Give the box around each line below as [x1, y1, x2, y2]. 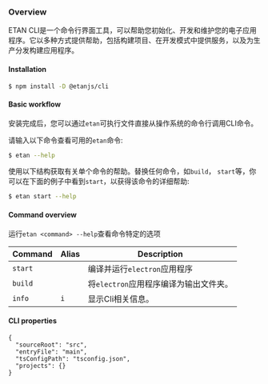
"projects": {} [15, 362, 66, 370]
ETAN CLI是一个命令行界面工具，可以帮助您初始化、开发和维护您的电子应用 [8, 26, 258, 35]
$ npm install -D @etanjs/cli [8, 82, 110, 90]
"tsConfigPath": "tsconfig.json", [15, 354, 130, 362]
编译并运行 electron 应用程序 [87, 263, 194, 274]
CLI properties [8, 316, 58, 326]
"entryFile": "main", [15, 347, 88, 356]
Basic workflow [8, 99, 62, 109]
